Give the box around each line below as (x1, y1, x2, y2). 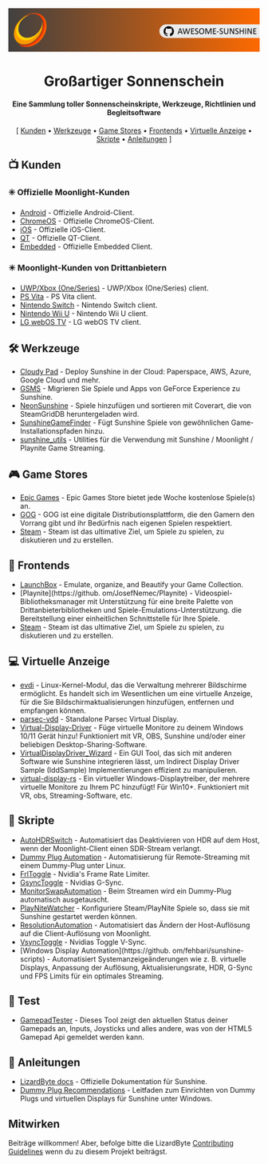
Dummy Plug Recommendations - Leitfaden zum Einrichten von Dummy (19, 1086, 255, 1095)
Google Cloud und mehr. (19, 375, 101, 385)
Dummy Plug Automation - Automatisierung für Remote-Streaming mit (19, 852, 250, 862)
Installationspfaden (19, 426, 83, 436)
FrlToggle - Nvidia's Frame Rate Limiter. (19, 869, 150, 878)
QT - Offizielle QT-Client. (19, 234, 102, 243)
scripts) (19, 954, 45, 963)
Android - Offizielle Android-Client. (19, 208, 135, 218)
